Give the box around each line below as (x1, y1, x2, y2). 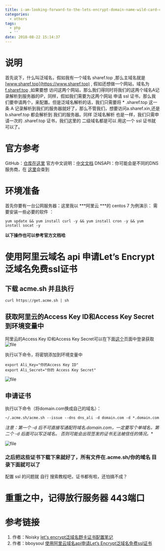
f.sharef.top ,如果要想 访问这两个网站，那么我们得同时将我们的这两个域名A (5, 87, 156, 93)
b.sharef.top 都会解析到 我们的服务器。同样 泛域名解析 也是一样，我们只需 (5, 111, 155, 117)
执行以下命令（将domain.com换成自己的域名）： (5, 406, 102, 412)
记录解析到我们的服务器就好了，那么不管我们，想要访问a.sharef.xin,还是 (14, 105, 160, 111)
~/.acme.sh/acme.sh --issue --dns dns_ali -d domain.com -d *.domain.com (5, 416, 160, 421)
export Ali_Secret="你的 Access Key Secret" (5, 367, 96, 372)
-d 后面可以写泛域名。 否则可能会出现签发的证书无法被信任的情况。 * (14, 431, 153, 437)
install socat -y (5, 223, 41, 228)
